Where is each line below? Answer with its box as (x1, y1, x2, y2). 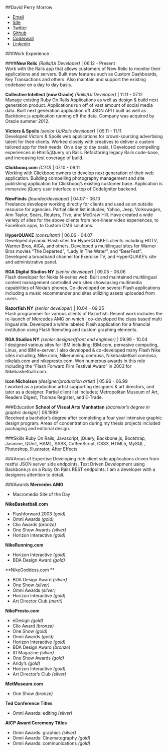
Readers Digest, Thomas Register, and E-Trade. (5, 394, 103, 400)
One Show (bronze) (12, 691, 53, 697)
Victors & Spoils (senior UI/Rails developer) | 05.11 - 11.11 (5, 128, 122, 134)
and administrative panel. (5, 259, 58, 265)
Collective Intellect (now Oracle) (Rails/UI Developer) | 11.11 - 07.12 (5, 92, 143, 97)
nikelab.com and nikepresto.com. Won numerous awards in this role (5, 358, 145, 364)
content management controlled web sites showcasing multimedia (5, 280, 142, 285)
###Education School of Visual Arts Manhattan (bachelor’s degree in (5, 404, 150, 410)
